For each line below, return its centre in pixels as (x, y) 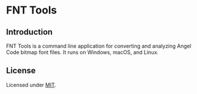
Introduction (29, 32)
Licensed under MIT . (31, 85)
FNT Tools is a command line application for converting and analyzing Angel (99, 46)
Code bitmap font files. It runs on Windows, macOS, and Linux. (83, 52)
